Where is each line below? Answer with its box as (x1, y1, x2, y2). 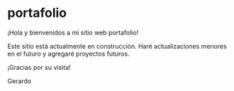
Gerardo (7, 76, 32, 85)
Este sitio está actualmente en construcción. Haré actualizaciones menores (7, 42, 227, 50)
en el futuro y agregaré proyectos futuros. (7, 49, 130, 58)
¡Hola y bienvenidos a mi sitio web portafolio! (7, 28, 139, 37)
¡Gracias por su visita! (7, 63, 71, 71)
